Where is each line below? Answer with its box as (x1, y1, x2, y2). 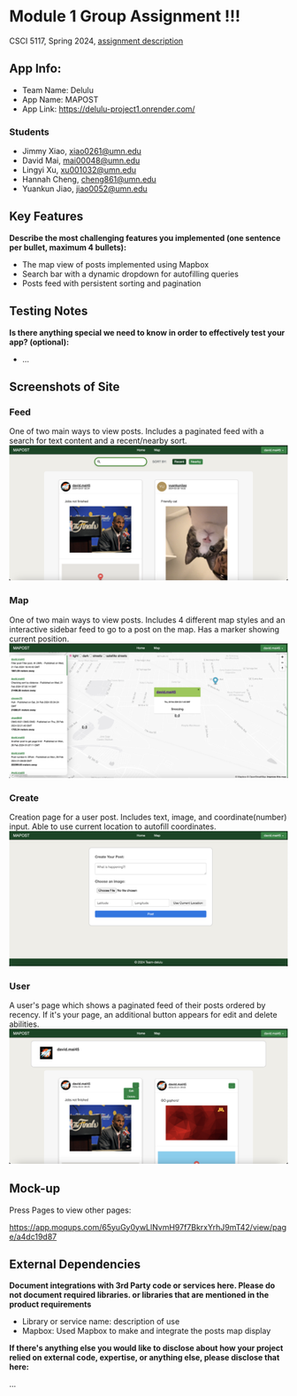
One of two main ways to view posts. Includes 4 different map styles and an (9, 614, 286, 625)
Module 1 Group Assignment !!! (9, 6, 241, 27)
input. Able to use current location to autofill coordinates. (9, 821, 217, 832)
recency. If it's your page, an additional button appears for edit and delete (9, 1010, 278, 1020)
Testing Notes (9, 304, 88, 319)
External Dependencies (9, 1256, 141, 1272)
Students (9, 126, 50, 138)
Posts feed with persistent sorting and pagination (21, 277, 202, 289)
